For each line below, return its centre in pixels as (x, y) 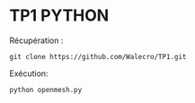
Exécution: (29, 73)
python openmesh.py (46, 90)
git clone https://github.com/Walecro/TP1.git (98, 56)
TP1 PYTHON (59, 16)
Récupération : (36, 40)
